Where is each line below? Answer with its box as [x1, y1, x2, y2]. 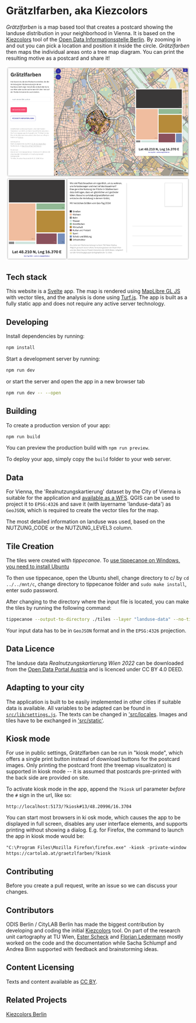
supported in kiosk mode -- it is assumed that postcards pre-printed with [6, 768, 182, 775]
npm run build [6, 434, 41, 440]
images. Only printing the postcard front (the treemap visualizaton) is [6, 762, 172, 769]
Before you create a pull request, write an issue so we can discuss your [6, 882, 178, 889]
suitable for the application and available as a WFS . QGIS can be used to [6, 495, 180, 502]
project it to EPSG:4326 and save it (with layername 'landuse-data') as [6, 500, 171, 507]
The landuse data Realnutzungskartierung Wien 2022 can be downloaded [6, 660, 184, 667]
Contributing [6, 866, 54, 876]
